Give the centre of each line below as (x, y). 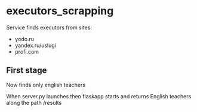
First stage (27, 71)
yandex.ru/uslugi (36, 45)
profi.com (27, 51)
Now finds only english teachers (46, 85)
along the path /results (34, 102)
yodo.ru (24, 39)
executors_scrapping (60, 11)
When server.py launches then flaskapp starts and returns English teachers (99, 96)
